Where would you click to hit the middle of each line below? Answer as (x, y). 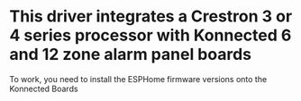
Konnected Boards (44, 88)
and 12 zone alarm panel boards (131, 55)
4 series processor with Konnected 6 (150, 35)
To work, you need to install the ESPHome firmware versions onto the (138, 79)
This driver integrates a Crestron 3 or (151, 17)
